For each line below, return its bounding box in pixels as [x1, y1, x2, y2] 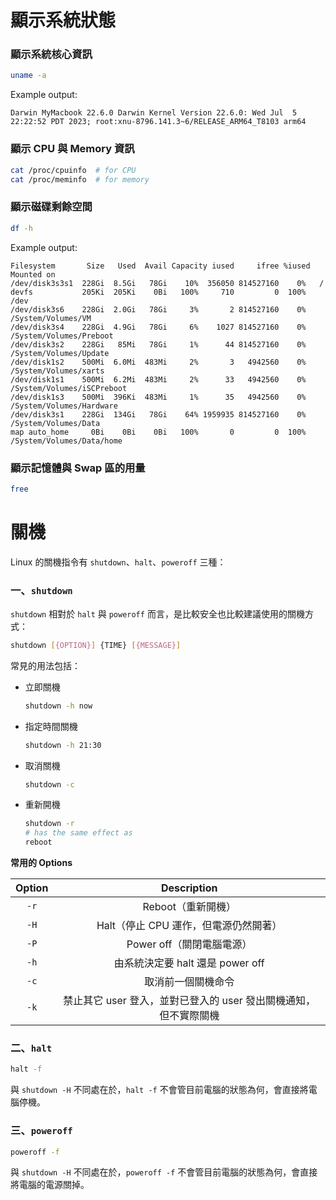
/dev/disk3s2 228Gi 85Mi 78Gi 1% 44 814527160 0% [10, 339, 307, 350]
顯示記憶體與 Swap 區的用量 [10, 461, 146, 475]
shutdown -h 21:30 [24, 740, 102, 750]
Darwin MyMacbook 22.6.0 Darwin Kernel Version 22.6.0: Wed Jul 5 [10, 108, 298, 118]
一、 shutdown [10, 583, 73, 597]
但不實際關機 [159, 1009, 220, 1023]
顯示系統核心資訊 [10, 47, 93, 61]
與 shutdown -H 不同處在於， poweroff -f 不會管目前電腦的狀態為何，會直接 [10, 1166, 318, 1178]
